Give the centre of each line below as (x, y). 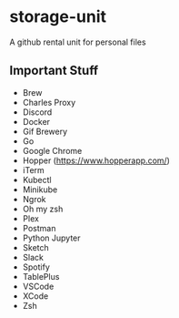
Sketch (36, 247)
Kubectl (37, 180)
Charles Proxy (49, 102)
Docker (36, 121)
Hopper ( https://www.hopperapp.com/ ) (96, 160)
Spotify (36, 267)
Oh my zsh (43, 209)
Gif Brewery (45, 131)
